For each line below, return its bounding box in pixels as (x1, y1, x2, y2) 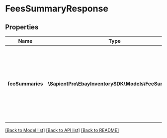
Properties (5, 23, 39, 31)
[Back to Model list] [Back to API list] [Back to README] (5, 128, 119, 133)
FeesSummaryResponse (5, 3, 108, 14)
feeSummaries (7, 80, 43, 87)
